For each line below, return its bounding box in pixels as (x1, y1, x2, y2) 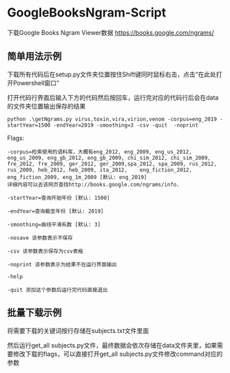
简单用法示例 (7, 50, 62, 63)
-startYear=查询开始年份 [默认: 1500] (7, 194, 110, 201)
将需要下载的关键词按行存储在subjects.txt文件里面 (7, 326, 149, 334)
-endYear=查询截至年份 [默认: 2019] (7, 208, 104, 215)
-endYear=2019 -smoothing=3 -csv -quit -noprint (53, 122, 198, 129)
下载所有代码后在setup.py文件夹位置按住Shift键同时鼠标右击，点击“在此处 (7, 70, 217, 78)
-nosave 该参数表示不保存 (7, 234, 74, 242)
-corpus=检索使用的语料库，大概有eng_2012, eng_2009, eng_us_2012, (7, 148, 193, 156)
